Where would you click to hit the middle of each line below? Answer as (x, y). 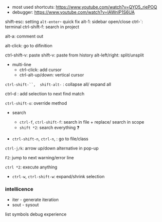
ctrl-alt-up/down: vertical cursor (52, 75)
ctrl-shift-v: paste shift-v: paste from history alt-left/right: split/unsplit (75, 55)
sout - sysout (25, 205)
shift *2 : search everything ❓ (49, 128)
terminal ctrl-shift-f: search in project (42, 27)
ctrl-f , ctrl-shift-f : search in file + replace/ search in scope (82, 122)
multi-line (22, 65)
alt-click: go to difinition (29, 46)
